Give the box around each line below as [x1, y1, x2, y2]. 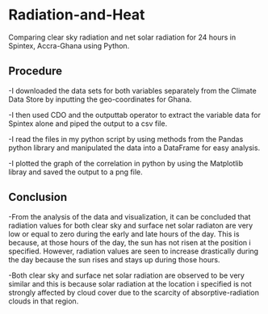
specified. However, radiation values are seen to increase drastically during [8, 246, 259, 256]
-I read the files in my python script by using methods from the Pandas [8, 134, 244, 144]
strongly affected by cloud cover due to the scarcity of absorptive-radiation [8, 287, 260, 297]
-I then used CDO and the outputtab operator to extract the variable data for [8, 110, 261, 119]
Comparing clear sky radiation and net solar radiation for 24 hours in [8, 32, 237, 42]
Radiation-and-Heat [8, 6, 145, 24]
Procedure [8, 65, 63, 78]
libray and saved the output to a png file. [8, 167, 143, 177]
